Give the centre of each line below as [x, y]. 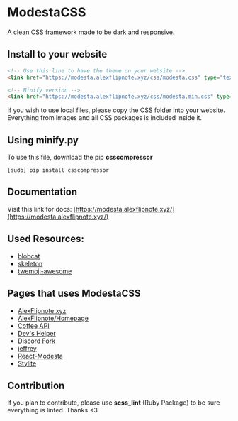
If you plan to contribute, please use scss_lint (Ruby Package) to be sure [114, 403]
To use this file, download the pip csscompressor [80, 158]
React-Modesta [40, 356]
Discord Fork [36, 341]
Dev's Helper [37, 333]
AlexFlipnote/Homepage [53, 318]
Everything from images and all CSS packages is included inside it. [105, 118]
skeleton [30, 263]
